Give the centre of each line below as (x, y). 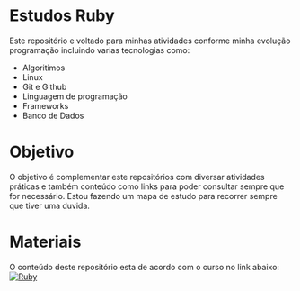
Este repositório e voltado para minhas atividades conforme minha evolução (150, 41)
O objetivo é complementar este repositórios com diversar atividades (137, 177)
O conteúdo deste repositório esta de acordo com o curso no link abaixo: (145, 267)
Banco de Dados (53, 115)
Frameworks (45, 105)
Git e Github (44, 86)
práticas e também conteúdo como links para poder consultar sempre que (147, 186)
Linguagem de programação (75, 96)
